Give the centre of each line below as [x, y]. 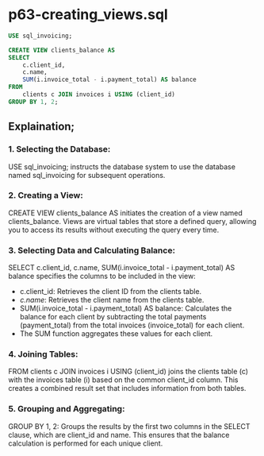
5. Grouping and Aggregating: [67, 409]
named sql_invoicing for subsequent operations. [87, 175]
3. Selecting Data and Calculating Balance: [92, 250]
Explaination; [42, 127]
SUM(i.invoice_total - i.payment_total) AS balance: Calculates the [126, 308]
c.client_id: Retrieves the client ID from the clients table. [111, 292]
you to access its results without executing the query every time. [114, 230]
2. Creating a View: [46, 195]
